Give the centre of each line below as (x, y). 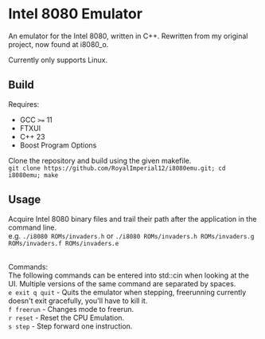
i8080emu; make (33, 175)
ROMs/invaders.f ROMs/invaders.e (64, 243)
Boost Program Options (58, 145)
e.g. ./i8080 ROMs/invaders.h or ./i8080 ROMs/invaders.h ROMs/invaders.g (131, 235)
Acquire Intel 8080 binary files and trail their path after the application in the (132, 219)
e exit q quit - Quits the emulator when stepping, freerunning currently (127, 292)
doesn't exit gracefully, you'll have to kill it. (78, 301)
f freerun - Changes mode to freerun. (71, 309)
